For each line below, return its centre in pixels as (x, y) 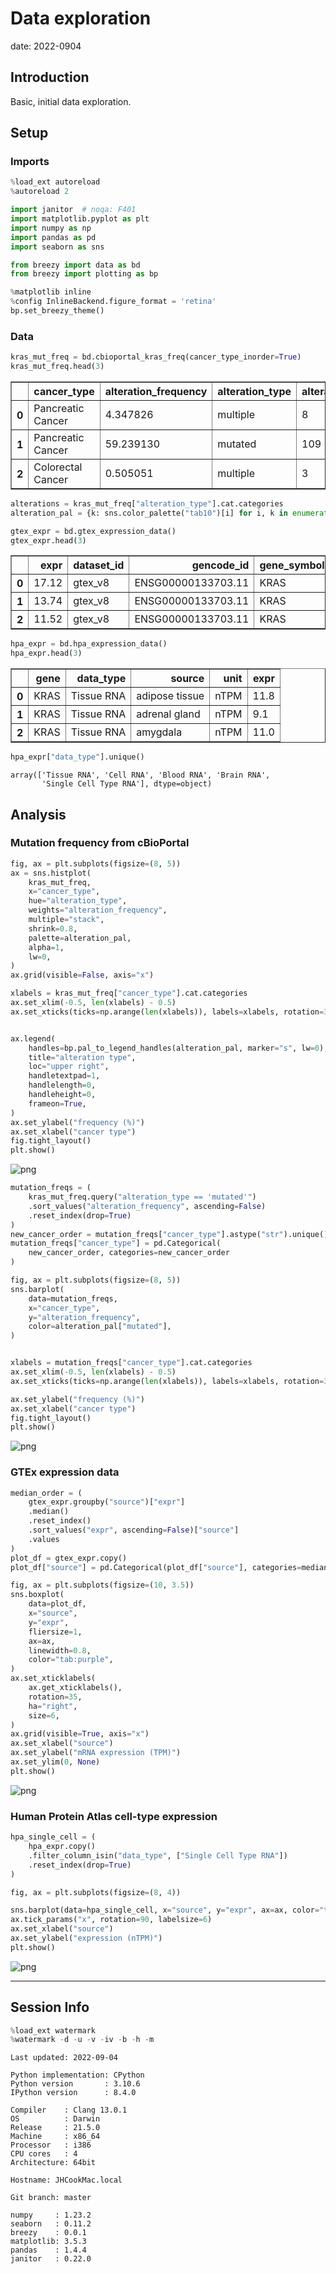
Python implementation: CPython (77, 2075)
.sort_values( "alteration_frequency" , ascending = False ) (147, 1206)
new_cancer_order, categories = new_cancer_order (129, 1253)
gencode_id (220, 565)
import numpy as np (51, 228)
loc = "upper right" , (69, 1067)
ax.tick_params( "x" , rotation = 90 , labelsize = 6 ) (111, 1920)
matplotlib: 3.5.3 (48, 2242)
